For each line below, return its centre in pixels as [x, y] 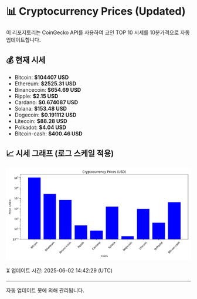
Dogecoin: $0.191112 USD [45, 115]
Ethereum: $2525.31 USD [45, 84]
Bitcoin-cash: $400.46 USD [49, 134]
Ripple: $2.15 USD [36, 96]
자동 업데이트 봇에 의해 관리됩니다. [45, 290]
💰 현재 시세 [26, 60]
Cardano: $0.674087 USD [46, 102]
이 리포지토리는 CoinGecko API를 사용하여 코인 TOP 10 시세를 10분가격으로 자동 [98, 32]
